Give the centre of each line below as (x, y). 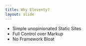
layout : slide (20, 14)
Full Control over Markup (38, 34)
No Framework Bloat (33, 39)
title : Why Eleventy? (28, 10)
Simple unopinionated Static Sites (47, 28)
